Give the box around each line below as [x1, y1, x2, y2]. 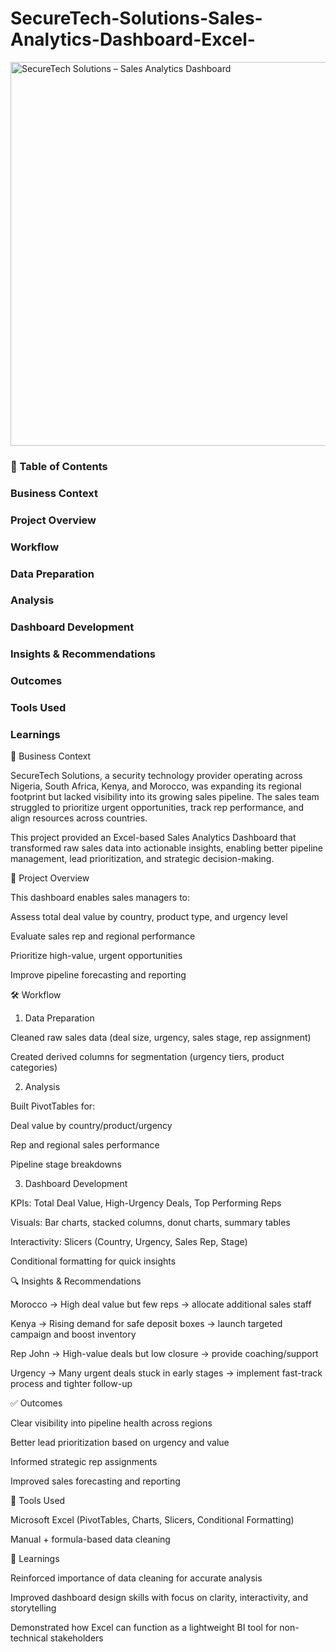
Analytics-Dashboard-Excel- [10, 28, 256, 51]
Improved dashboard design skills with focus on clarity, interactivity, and [10, 1592, 309, 1604]
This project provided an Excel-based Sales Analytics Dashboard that [10, 832, 297, 844]
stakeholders [49, 1632, 104, 1644]
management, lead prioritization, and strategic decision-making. [10, 853, 275, 865]
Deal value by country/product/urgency [10, 1120, 173, 1132]
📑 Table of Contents [10, 459, 108, 473]
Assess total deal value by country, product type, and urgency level [10, 911, 288, 923]
